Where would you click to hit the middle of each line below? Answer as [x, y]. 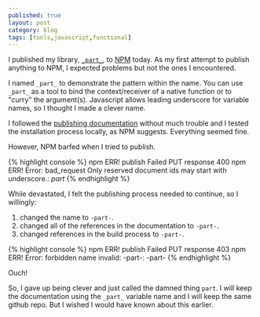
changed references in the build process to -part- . [102, 234]
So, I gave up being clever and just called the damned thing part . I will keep [130, 288]
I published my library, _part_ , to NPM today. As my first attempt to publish [129, 60]
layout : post [29, 23]
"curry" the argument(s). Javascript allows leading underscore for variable [129, 100]
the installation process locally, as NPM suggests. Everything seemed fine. [129, 132]
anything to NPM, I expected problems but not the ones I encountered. [122, 68]
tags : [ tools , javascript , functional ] [70, 37]
